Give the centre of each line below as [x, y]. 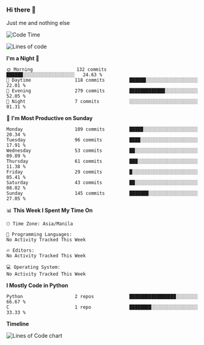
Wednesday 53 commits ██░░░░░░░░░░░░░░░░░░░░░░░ [102, 151]
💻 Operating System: [34, 268]
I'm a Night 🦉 [23, 59]
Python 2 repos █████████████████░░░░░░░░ [102, 297]
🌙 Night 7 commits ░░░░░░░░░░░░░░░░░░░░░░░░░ [102, 102]
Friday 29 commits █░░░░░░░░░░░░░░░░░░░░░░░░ [102, 172]
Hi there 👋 [21, 10]
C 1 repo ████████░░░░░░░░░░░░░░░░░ [102, 307]
